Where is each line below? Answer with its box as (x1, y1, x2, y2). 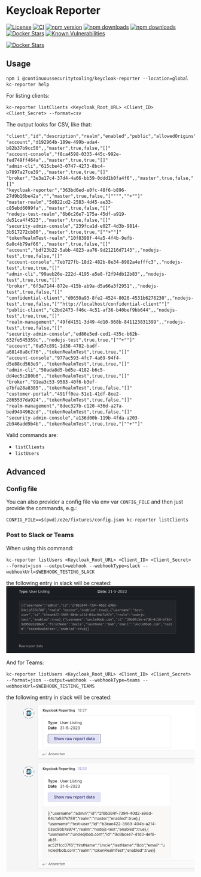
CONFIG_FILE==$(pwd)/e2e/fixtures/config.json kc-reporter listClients (6, 517, 188, 523)
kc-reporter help (6, 82, 50, 88)
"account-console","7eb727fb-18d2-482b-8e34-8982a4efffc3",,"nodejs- (6, 259, 184, 265)
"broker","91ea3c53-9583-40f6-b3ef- (6, 379, 98, 385)
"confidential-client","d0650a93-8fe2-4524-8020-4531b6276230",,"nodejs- (6, 295, 194, 301)
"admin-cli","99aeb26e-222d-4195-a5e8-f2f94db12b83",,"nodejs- (6, 271, 167, 277)
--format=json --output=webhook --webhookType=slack (6, 563, 141, 569)
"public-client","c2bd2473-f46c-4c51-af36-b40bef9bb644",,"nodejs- (6, 307, 178, 313)
